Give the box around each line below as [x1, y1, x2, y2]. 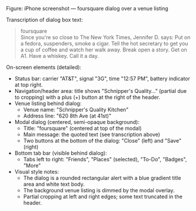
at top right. [14, 81, 43, 88]
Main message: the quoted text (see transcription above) [23, 131, 160, 138]
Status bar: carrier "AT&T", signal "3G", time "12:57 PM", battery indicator [14, 75, 190, 82]
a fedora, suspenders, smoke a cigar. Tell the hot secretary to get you [20, 40, 188, 47]
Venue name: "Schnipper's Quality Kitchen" [23, 106, 129, 113]
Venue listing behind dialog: [14, 100, 82, 107]
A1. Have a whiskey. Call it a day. [20, 53, 99, 59]
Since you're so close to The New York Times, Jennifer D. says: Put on [20, 34, 191, 40]
